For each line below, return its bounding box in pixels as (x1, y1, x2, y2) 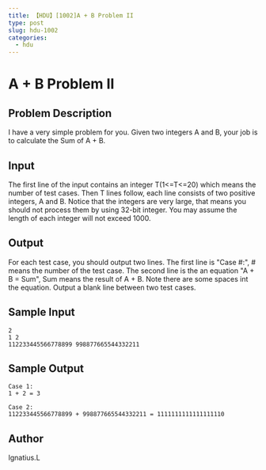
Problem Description (8, 106, 112, 119)
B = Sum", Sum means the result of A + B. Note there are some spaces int (8, 274, 249, 283)
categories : (8, 33, 47, 42)
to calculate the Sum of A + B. (8, 136, 106, 146)
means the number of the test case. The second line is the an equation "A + (8, 266, 255, 275)
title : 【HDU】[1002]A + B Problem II (8, 11, 134, 20)
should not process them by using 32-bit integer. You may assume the (8, 205, 237, 214)
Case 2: (8, 404, 34, 411)
